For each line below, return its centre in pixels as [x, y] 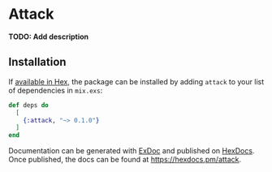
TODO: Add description [49, 37]
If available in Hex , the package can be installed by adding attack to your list [136, 81]
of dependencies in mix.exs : [56, 90]
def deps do [28, 105]
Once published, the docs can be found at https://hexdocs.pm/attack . [125, 160]
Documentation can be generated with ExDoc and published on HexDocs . [132, 151]
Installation [37, 62]
